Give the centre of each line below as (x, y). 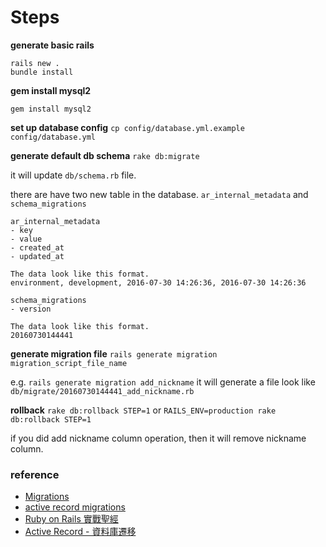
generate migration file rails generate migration (114, 353)
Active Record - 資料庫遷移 (80, 532)
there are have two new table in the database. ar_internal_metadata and (159, 194)
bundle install (42, 72)
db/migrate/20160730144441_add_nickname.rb (102, 391)
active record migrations (75, 507)
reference (35, 474)
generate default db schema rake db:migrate (105, 155)
